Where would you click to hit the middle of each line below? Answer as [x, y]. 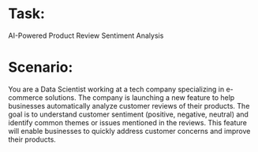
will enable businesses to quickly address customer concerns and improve [129, 131]
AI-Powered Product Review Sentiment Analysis [86, 35]
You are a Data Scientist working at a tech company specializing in [116, 89]
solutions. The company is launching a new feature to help [140, 97]
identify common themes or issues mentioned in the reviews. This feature [127, 122]
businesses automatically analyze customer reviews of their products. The [129, 106]
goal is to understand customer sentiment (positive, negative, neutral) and [128, 114]
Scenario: [41, 67]
